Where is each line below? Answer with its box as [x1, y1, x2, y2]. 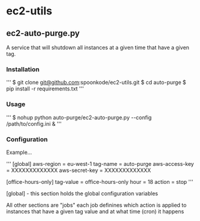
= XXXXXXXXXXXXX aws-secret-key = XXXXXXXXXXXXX [6, 166, 151, 174]
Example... [6, 149, 32, 156]
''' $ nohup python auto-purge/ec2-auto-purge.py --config [6, 114, 152, 121]
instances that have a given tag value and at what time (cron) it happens [6, 208, 184, 215]
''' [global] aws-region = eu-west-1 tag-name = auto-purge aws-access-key [6, 160, 195, 167]
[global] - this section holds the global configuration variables [6, 190, 159, 197]
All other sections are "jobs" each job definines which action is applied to [6, 201, 187, 208]
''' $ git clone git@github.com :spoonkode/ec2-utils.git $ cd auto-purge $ [6, 79, 187, 86]
